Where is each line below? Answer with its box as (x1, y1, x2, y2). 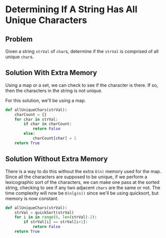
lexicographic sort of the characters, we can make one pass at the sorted (5, 179, 160, 185)
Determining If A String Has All (5, 4, 138, 15)
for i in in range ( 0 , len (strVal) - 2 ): (14, 215, 97, 220)
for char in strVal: (14, 116, 58, 122)
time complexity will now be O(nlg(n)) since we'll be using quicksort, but (5, 190, 159, 196)
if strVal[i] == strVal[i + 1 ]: (23, 220, 88, 225)
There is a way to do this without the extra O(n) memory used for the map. (5, 168, 161, 174)
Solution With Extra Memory (5, 68, 97, 77)
